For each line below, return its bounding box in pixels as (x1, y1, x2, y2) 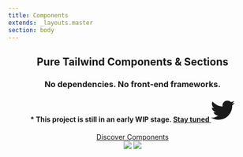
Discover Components (95, 132, 170, 141)
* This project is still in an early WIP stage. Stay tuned (30, 115, 210, 124)
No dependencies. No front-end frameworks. (44, 78, 221, 89)
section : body (8, 26, 55, 34)
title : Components (8, 11, 69, 20)
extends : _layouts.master (8, 19, 93, 27)
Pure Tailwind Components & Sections (36, 55, 229, 68)
